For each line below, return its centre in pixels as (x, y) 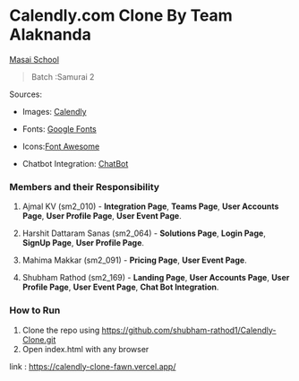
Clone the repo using (61, 330)
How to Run (35, 310)
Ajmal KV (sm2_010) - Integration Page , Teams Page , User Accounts (150, 206)
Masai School (34, 59)
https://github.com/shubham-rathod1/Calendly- (189, 330)
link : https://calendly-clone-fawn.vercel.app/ (93, 366)
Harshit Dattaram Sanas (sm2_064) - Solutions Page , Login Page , (144, 233)
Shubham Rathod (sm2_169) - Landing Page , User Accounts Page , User (156, 278)
